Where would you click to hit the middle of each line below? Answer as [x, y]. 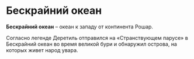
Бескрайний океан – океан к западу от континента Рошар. [80, 27]
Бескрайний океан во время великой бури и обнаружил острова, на [91, 44]
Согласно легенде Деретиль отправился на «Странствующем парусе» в [97, 38]
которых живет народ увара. [42, 50]
